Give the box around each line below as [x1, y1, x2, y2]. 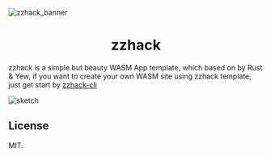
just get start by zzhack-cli [8, 79, 97, 89]
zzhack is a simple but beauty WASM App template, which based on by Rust [8, 62, 263, 72]
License [8, 119, 49, 133]
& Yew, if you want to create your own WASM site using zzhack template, [8, 71, 252, 81]
